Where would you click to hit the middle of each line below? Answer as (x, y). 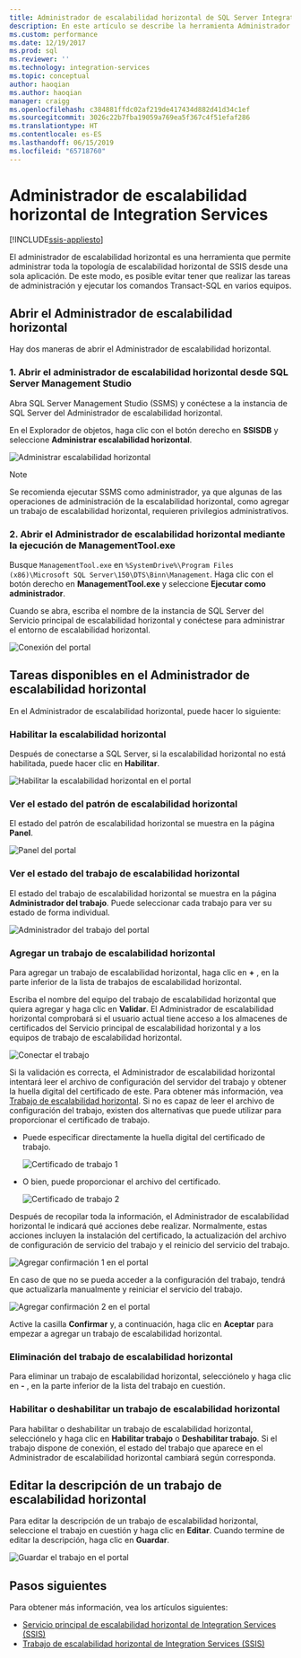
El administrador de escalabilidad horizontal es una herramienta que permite (150, 257)
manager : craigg (39, 101)
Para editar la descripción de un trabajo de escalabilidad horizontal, (134, 1521)
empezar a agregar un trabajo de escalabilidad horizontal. (116, 1333)
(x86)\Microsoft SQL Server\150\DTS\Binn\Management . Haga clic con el (142, 574)
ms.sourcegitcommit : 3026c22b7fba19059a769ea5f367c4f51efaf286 (130, 118)
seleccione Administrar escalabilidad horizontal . (101, 440)
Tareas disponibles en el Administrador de (130, 675)
